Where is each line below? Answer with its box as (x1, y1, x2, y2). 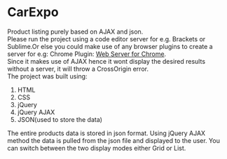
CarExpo (7, 4, 59, 20)
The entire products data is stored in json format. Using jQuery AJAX (7, 129, 205, 137)
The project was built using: (7, 71, 88, 81)
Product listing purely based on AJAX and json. (7, 27, 144, 36)
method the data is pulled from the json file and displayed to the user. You (7, 136, 221, 144)
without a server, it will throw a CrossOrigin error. (7, 64, 149, 73)
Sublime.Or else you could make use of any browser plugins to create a (7, 42, 213, 50)
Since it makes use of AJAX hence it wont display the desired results (7, 57, 205, 65)
